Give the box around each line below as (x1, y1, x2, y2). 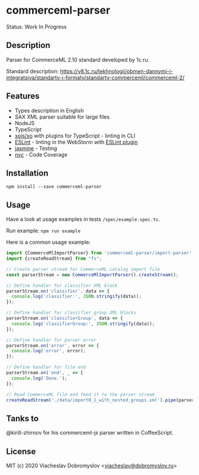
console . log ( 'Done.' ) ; (11, 375, 68, 381)
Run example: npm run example (6, 227, 81, 234)
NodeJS (14, 119, 35, 126)
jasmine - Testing (14, 145, 57, 152)
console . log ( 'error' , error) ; (11, 348, 86, 354)
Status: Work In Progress (6, 23, 67, 30)
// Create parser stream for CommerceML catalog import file (6, 266, 161, 272)
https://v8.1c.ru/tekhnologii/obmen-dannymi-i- (60, 68, 174, 75)
